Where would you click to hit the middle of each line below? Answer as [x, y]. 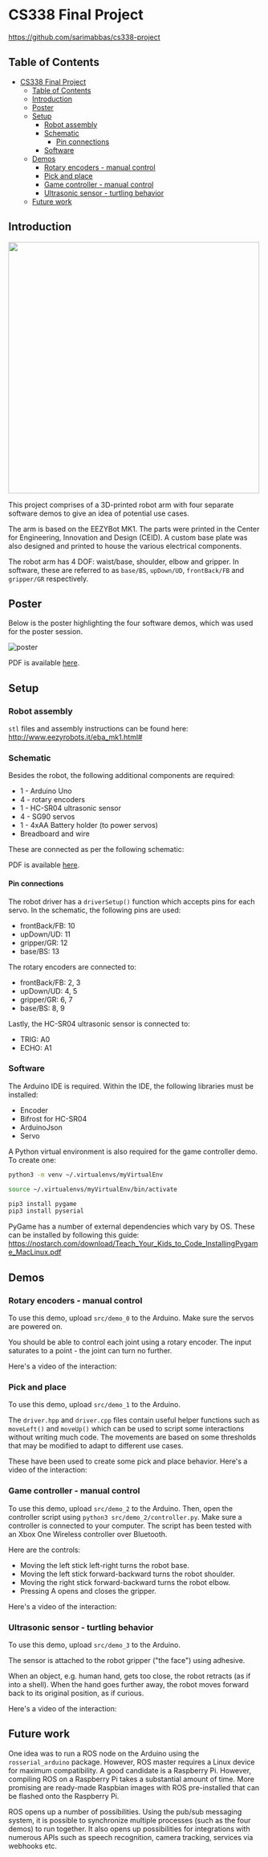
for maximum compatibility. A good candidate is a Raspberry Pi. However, [130, 1770]
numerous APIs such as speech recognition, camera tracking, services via [131, 1837]
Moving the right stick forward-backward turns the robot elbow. [125, 1582]
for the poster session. [45, 632]
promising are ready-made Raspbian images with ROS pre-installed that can [134, 1787]
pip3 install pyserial [46, 1211]
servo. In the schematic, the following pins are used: [95, 910]
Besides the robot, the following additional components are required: [122, 776]
